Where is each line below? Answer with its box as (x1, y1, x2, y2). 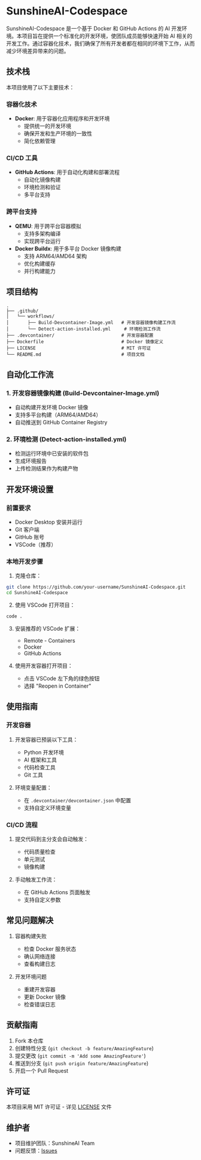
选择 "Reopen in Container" (23, 682, 92, 690)
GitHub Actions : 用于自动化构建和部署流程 (14, 169, 120, 176)
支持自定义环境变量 (23, 804, 72, 811)
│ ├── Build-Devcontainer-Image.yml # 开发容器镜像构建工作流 (6, 320, 176, 326)
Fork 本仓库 (14, 1037, 44, 1044)
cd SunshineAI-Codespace (6, 590, 68, 596)
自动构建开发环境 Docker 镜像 (14, 404, 89, 411)
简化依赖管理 (23, 137, 56, 145)
